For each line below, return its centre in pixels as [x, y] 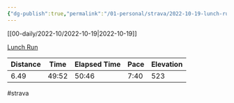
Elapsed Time [97, 64]
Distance [26, 64]
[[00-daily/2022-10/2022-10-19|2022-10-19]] [72, 33]
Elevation [167, 64]
